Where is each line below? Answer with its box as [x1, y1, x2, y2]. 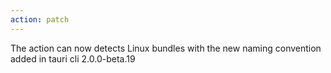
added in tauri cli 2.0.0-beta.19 [10, 52, 136, 65]
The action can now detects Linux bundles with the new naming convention [10, 42, 322, 54]
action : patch [10, 14, 70, 25]
